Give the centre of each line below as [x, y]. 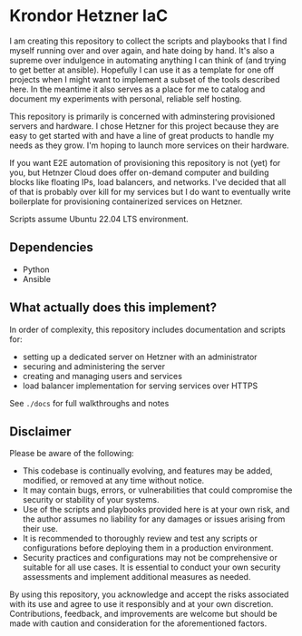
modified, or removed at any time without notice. [113, 481]
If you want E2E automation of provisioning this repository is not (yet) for [145, 162]
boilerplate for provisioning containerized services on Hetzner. [126, 201]
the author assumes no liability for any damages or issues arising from [154, 519]
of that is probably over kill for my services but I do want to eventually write [150, 191]
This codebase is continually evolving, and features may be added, [147, 471]
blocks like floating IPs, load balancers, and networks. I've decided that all [148, 181]
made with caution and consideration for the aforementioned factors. [138, 623]
